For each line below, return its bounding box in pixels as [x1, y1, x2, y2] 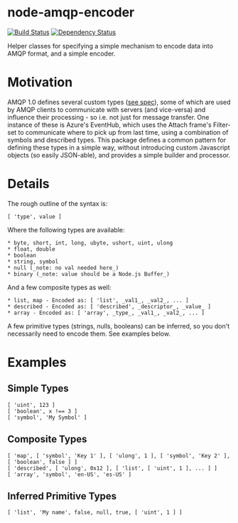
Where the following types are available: [7, 225, 125, 234]
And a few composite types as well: [7, 283, 112, 291]
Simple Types [7, 383, 69, 395]
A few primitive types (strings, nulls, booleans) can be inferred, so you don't [7, 321, 230, 330]
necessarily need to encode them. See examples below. [7, 329, 171, 338]
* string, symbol [7, 258, 59, 265]
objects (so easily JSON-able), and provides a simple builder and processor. [7, 150, 231, 159]
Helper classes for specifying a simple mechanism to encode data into [7, 41, 213, 50]
